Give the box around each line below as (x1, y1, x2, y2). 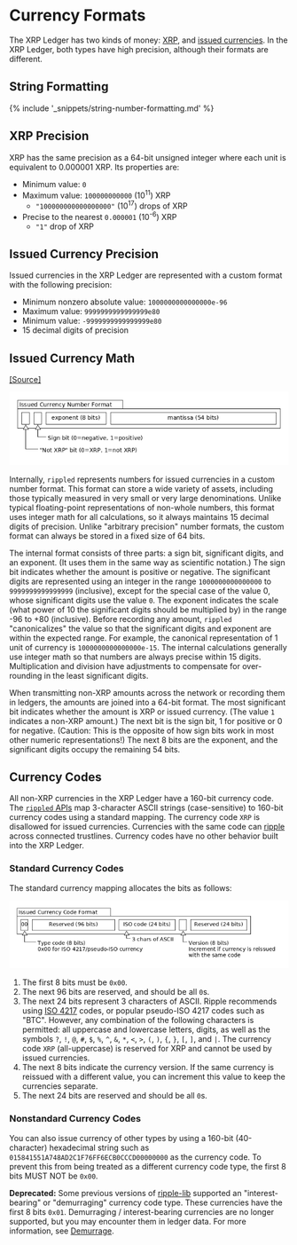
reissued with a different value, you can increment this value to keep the (21, 1071, 286, 1083)
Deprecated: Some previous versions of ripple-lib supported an (9, 1187, 242, 1198)
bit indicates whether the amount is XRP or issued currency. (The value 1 (9, 706, 275, 717)
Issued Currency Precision (9, 246, 160, 262)
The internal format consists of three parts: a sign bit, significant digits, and (9, 548, 284, 558)
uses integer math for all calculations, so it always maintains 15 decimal (9, 511, 270, 522)
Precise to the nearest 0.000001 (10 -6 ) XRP (21, 209, 177, 222)
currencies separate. (21, 1081, 98, 1091)
